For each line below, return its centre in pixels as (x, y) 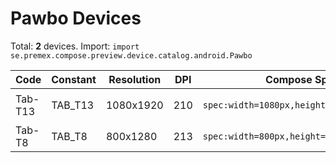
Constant (74, 79)
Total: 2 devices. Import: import (75, 46)
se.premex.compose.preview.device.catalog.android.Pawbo (131, 55)
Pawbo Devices (76, 18)
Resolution (135, 79)
